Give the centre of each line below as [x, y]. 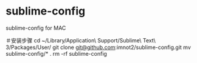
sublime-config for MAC [36, 28]
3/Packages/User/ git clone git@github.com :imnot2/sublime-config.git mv [98, 47]
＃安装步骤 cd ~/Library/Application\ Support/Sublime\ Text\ [81, 40]
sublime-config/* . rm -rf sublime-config [57, 53]
